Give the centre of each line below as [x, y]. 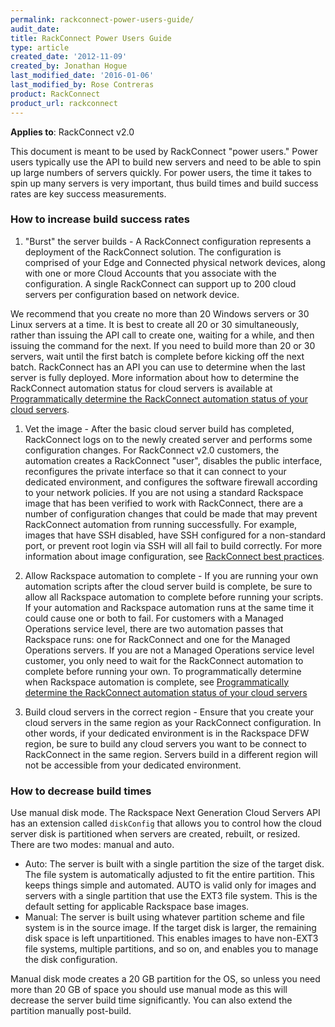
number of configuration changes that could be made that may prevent [171, 513]
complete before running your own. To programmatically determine [163, 671]
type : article [40, 47]
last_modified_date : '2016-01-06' [82, 76]
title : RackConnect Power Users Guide [91, 38]
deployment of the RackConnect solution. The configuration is [153, 252]
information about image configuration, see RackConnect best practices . [174, 556]
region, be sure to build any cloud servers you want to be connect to [165, 743]
